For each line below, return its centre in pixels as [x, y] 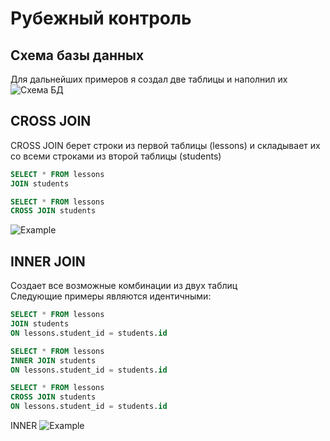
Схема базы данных [77, 55]
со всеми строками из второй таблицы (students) [116, 156]
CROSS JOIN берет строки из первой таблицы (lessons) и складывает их [165, 145]
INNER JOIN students [53, 360]
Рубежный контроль [101, 18]
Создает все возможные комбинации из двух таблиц [124, 286]
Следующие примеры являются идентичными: [111, 296]
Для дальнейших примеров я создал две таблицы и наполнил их [149, 79]
